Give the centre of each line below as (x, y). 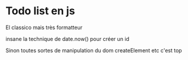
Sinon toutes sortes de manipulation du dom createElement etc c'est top (94, 50)
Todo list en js (40, 11)
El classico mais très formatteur (44, 27)
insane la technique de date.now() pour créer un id (68, 39)
